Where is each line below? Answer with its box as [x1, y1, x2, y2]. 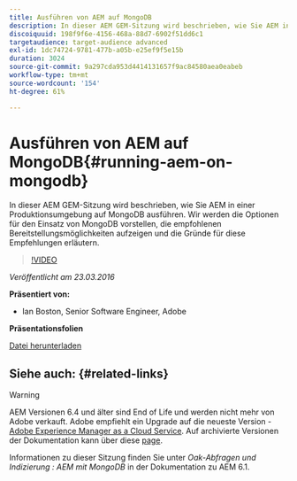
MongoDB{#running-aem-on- [9, 151, 233, 172]
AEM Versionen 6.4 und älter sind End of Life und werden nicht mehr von [9, 407, 275, 417]
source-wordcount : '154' [9, 79, 101, 88]
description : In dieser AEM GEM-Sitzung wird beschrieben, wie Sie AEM [9, 21, 278, 30]
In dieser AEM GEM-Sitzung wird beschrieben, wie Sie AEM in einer [9, 200, 255, 211]
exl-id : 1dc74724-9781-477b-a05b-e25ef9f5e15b [9, 46, 184, 55]
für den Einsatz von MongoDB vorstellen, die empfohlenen [9, 219, 223, 229]
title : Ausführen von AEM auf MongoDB [9, 12, 152, 22]
